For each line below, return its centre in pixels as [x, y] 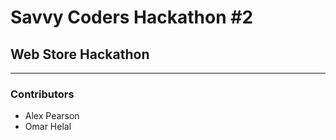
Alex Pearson [52, 116]
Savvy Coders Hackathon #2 [132, 17]
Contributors [42, 94]
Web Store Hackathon [80, 54]
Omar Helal [48, 127]
